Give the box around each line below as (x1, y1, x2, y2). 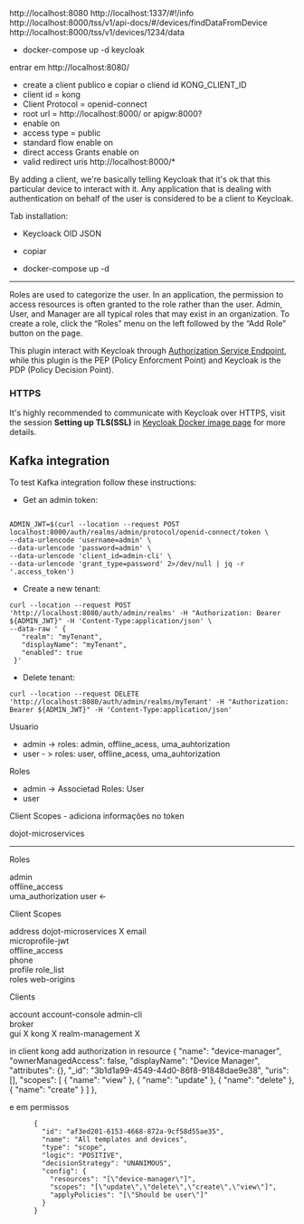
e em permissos (9, 1102, 70, 1113)
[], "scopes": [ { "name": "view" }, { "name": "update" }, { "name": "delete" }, (9, 1075, 295, 1086)
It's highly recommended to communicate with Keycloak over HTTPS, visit (9, 407, 286, 419)
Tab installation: (9, 211, 69, 221)
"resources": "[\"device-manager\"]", (49, 1175, 196, 1184)
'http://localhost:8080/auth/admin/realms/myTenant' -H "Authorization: (9, 697, 290, 707)
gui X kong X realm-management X (9, 1029, 140, 1039)
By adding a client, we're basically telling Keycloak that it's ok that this (9, 174, 271, 185)
